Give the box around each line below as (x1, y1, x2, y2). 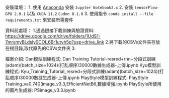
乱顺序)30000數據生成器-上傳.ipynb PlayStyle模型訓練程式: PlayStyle (5, 74, 148, 80)
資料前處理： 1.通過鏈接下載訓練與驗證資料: (5, 27, 95, 33)
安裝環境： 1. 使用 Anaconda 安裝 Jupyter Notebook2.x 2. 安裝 (5, 4, 133, 10)
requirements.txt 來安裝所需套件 (5, 17, 74, 22)
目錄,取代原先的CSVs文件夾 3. (14, 45, 76, 51)
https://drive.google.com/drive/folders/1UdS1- (5, 33, 101, 39)
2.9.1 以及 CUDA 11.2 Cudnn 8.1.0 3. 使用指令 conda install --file (14, 10, 153, 16)
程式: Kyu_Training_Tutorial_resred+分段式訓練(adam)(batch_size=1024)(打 (9, 68, 164, 74)
